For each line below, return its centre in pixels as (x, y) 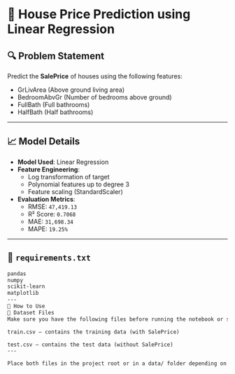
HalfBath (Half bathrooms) (55, 112)
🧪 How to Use (26, 306)
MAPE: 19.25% (48, 229)
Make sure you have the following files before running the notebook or (115, 319)
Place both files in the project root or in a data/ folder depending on (117, 363)
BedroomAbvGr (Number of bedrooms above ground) (95, 97)
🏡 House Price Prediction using (99, 14)
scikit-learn (26, 286)
